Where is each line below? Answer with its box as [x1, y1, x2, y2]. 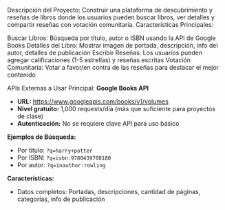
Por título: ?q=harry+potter [17, 146, 93, 154]
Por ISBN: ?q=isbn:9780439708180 [17, 153, 111, 162]
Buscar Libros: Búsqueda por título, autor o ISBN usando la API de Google [7, 34, 216, 42]
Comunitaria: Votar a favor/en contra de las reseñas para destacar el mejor [7, 64, 219, 71]
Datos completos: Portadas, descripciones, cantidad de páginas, [17, 188, 201, 195]
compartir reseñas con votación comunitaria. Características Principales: [7, 21, 214, 28]
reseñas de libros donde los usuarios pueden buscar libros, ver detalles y [7, 13, 215, 21]
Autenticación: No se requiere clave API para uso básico [17, 120, 180, 127]
